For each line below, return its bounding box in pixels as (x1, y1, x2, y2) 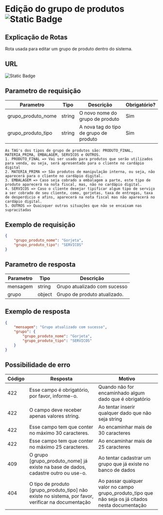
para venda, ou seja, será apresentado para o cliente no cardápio (5, 161, 145, 166)
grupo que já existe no (98, 460, 149, 467)
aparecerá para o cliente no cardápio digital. (5, 173, 103, 178)
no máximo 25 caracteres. (29, 443, 89, 450)
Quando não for (98, 383, 134, 390)
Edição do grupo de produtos (5, 3, 125, 15)
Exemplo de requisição (5, 221, 76, 229)
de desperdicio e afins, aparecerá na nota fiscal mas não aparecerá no (5, 195, 155, 199)
